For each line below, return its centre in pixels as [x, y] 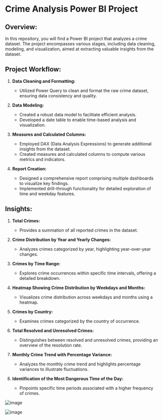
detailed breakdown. [40, 278]
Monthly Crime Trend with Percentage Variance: [62, 354]
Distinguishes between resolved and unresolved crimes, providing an [89, 340]
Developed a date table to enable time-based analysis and [78, 120]
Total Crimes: [26, 220]
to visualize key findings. [44, 183]
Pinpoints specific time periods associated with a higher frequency [86, 388]
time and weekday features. [47, 194]
